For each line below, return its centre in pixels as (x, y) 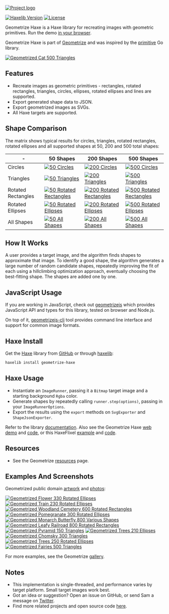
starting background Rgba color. (45, 396)
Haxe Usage (25, 378)
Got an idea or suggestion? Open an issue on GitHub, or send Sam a (83, 595)
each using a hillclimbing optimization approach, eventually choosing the (80, 271)
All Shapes (20, 222)
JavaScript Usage (34, 292)
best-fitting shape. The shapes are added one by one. (61, 277)
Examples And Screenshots (50, 476)
